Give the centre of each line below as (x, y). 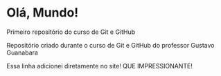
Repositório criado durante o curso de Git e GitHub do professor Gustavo (111, 45)
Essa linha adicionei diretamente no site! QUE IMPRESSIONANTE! (100, 66)
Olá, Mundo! (43, 13)
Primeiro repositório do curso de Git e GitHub (71, 32)
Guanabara (23, 53)
